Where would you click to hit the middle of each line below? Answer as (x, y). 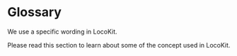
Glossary (35, 12)
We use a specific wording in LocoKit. (63, 31)
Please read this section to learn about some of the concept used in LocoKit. (119, 45)
